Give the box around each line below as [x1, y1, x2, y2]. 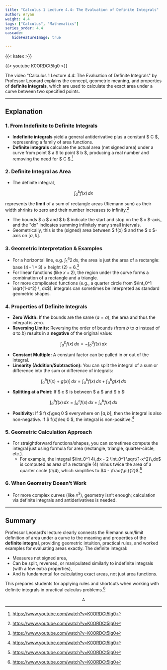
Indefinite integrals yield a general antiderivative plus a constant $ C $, [12, 134, 159, 139]
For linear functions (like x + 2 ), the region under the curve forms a [12, 269, 149, 275]
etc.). [12, 450, 23, 456]
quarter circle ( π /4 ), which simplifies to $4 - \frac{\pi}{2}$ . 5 [19, 466, 142, 473]
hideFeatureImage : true [11, 35, 61, 40]
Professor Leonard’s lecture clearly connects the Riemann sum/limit [5, 530, 144, 536]
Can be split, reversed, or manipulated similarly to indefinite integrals [12, 560, 153, 566]
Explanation [5, 108, 43, 116]
